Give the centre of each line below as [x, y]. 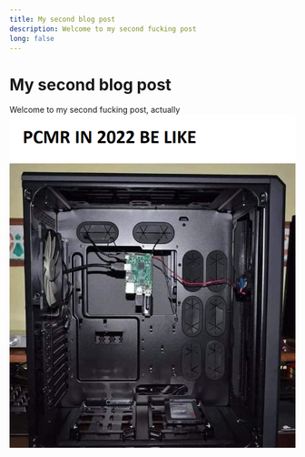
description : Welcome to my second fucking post [103, 29]
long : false [32, 38]
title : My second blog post [63, 19]
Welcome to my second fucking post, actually [95, 110]
